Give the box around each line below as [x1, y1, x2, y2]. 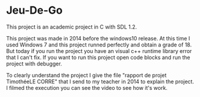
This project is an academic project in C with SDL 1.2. [6, 23, 137, 30]
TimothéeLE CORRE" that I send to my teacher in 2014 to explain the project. [6, 78, 194, 85]
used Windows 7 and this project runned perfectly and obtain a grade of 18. [6, 41, 192, 48]
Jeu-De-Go [6, 4, 63, 17]
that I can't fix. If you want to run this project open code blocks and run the [6, 54, 190, 61]
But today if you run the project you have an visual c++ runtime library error [6, 47, 192, 54]
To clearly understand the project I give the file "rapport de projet [6, 71, 167, 79]
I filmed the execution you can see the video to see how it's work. [6, 84, 168, 91]
